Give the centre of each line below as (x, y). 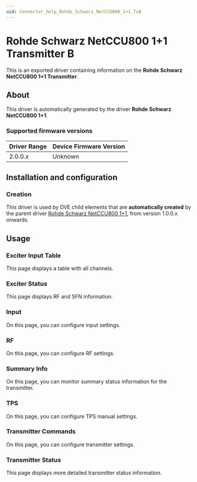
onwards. (18, 220)
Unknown (66, 156)
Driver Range (28, 146)
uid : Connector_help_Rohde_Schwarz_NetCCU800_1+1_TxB (74, 12)
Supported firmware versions (49, 131)
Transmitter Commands (41, 432)
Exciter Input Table (34, 255)
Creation (19, 194)
